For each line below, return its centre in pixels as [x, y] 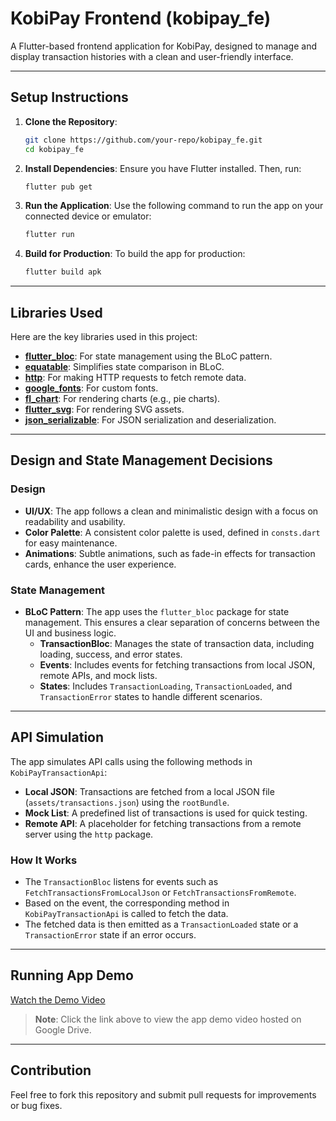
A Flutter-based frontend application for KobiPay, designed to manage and [164, 46]
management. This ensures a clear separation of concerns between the [172, 622]
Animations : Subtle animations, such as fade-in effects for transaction [170, 553]
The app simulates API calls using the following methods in [131, 761]
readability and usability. [75, 521]
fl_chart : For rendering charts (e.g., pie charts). [122, 398]
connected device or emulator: [88, 216]
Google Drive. [63, 1029]
